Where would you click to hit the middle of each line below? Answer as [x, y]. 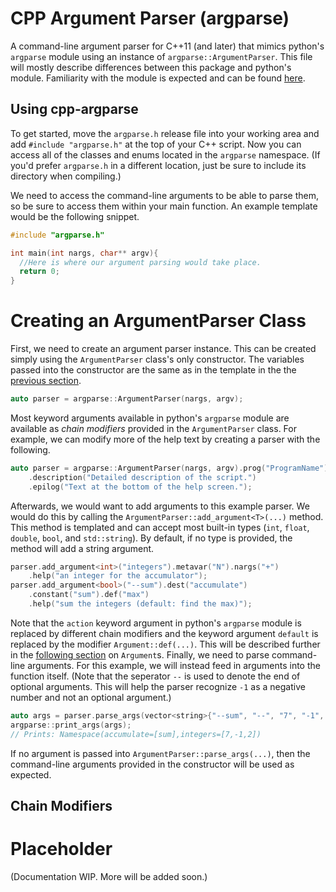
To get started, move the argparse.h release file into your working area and [165, 133]
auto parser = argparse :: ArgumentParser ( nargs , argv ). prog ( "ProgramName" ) [169, 468]
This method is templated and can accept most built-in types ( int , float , [160, 527]
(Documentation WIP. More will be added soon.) [109, 876]
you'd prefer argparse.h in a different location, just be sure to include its [158, 165]
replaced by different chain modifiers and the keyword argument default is [164, 633]
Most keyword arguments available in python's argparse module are [150, 418]
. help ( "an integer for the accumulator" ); [118, 576]
